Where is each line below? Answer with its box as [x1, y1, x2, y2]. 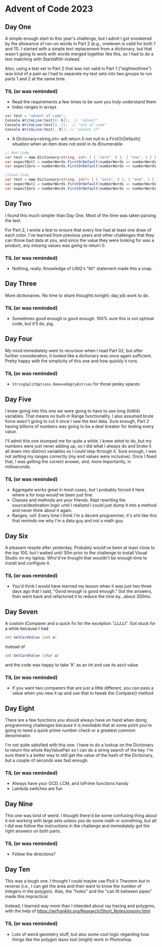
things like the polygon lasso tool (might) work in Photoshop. [12, 936, 133, 942]
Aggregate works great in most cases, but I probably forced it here [12, 487, 145, 493]
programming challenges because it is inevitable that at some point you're [5, 722, 152, 728]
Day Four [5, 335, 33, 343]
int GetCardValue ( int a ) [5, 635, 57, 640]
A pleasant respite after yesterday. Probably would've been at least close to [5, 545, 155, 551]
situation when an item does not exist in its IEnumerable [12, 141, 123, 146]
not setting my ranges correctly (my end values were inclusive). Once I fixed [5, 453, 157, 459]
